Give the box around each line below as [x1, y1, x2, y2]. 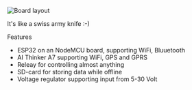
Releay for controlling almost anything [16, 61, 125, 68]
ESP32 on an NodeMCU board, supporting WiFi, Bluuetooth [16, 46, 186, 54]
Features [7, 33, 32, 41]
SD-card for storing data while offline [16, 68, 122, 76]
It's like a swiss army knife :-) [7, 20, 91, 27]
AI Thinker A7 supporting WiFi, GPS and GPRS [16, 53, 147, 61]
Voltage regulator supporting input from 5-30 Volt [16, 75, 158, 83]
